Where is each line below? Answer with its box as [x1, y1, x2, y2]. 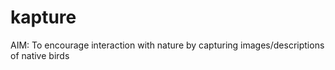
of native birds [10, 49, 70, 61]
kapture [10, 6, 77, 29]
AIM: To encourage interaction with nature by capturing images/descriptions [10, 39, 325, 51]
